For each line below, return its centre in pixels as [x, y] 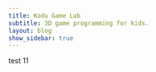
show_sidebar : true [41, 38]
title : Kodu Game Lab [45, 16]
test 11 [18, 61]
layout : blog [30, 30]
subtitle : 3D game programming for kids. [79, 23]
